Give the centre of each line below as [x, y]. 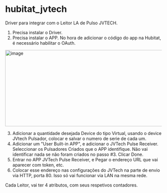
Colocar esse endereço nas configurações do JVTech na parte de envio [86, 170]
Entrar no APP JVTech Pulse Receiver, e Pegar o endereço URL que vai [85, 159]
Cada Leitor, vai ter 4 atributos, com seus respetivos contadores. [72, 185]
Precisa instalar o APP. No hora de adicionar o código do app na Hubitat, [87, 38]
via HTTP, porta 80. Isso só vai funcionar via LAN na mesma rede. [80, 175]
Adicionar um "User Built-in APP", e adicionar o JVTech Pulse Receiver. [85, 144]
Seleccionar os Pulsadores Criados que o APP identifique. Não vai [80, 149]
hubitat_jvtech [36, 9]
